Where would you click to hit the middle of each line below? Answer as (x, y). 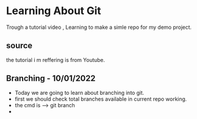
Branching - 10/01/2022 (51, 79)
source (19, 46)
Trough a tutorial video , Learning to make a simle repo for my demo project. (99, 27)
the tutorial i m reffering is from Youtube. (56, 59)
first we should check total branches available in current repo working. (101, 99)
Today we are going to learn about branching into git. (79, 92)
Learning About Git (54, 11)
